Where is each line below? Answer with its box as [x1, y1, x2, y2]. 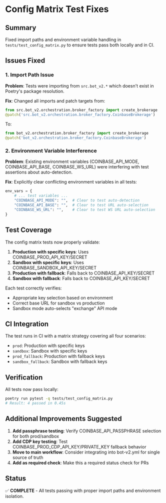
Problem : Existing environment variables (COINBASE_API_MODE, [5, 158, 139, 164]
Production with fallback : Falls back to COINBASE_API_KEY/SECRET [12, 270, 155, 276]
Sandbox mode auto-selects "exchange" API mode [12, 305, 117, 311]
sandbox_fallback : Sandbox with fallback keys [12, 358, 107, 364]
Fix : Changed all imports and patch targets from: [5, 97, 105, 103]
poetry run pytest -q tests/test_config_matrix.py [5, 396, 113, 401]
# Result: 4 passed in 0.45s [5, 401, 66, 406]
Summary [5, 23, 36, 32]
